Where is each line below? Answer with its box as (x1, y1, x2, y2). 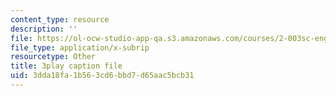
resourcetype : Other (10, 52, 97, 62)
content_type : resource (10, 14, 110, 25)
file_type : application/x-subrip (10, 42, 150, 53)
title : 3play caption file (10, 61, 123, 71)
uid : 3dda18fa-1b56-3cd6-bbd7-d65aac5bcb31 (10, 71, 195, 81)
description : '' (10, 24, 78, 34)
